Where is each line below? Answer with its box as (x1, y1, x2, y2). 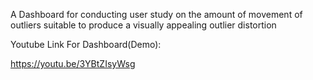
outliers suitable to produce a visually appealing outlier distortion (10, 19, 277, 31)
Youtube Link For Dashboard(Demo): (10, 39, 162, 50)
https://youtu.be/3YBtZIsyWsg (10, 58, 136, 69)
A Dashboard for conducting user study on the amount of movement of (10, 9, 303, 20)
